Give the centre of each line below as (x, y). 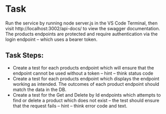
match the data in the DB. (39, 89)
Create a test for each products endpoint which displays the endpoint (86, 78)
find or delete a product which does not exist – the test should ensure (86, 100)
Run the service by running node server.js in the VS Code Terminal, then (81, 23)
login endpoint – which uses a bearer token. (51, 39)
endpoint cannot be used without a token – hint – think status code (83, 73)
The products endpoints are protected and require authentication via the (81, 34)
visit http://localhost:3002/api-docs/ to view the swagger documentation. (83, 28)
